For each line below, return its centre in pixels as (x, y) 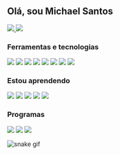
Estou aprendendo (39, 81)
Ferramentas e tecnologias (53, 46)
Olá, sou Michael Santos (60, 11)
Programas (26, 115)
